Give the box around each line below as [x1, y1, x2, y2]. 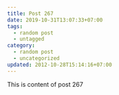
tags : [7, 23, 23, 30]
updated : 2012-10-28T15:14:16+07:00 [7, 61, 112, 68]
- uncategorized [13, 55, 60, 62]
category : [7, 42, 36, 49]
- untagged [13, 36, 45, 43]
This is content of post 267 [7, 80, 84, 88]
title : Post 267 [7, 10, 54, 17]
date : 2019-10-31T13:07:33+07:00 [7, 17, 103, 23]
